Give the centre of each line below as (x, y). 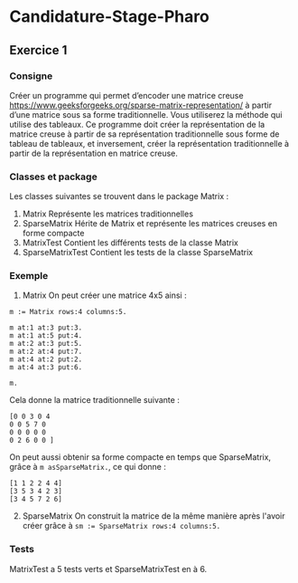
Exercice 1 (38, 50)
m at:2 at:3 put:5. (46, 344)
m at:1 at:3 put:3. (46, 328)
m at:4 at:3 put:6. (46, 368)
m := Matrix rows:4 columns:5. (68, 312)
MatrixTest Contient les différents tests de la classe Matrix (130, 243)
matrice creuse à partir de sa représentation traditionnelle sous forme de (144, 134)
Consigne (31, 76)
